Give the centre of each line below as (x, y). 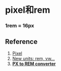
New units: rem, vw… (33, 58)
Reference (21, 41)
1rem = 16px (20, 26)
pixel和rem (28, 10)
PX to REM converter (34, 64)
